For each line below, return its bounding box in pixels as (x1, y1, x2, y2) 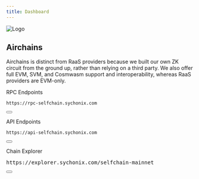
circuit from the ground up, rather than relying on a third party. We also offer (6, 64, 194, 72)
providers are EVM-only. (6, 77, 66, 84)
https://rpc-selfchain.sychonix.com (6, 100, 97, 106)
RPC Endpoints (6, 89, 43, 96)
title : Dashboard (6, 8, 49, 15)
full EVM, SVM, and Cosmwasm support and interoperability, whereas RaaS (6, 71, 192, 78)
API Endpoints (6, 118, 41, 125)
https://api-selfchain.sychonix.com (6, 129, 97, 136)
